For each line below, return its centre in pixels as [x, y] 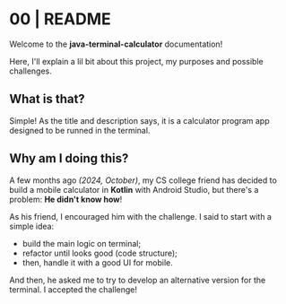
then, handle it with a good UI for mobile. [97, 262]
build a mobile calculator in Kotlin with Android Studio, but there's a [134, 189]
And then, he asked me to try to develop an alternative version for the [138, 280]
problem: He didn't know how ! [66, 199]
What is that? [47, 99]
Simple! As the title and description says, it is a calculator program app [140, 120]
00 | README [61, 19]
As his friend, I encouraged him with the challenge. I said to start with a [140, 216]
